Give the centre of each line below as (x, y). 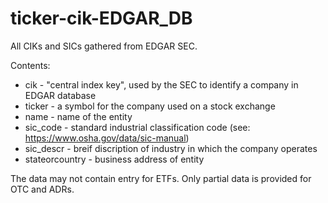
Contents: (30, 65)
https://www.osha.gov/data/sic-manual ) (107, 138)
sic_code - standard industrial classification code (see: (137, 127)
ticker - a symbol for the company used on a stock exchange (150, 106)
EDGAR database (60, 95)
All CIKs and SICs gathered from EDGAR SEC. (104, 46)
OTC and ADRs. (42, 189)
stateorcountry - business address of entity (114, 159)
